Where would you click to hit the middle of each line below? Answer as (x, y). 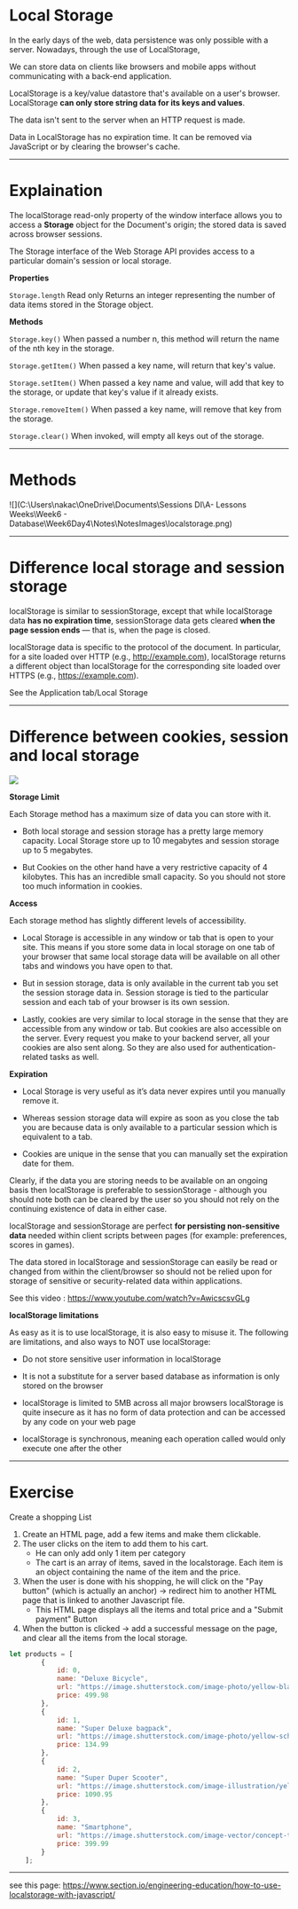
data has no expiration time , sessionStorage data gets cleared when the (142, 620)
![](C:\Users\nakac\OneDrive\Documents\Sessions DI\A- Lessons (128, 504)
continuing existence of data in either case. (88, 1208)
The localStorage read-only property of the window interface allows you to (146, 215)
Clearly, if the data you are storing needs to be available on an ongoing (138, 1180)
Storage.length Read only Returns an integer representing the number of (142, 295)
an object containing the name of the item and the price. (138, 1572)
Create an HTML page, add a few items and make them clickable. (141, 1534)
